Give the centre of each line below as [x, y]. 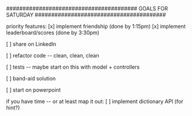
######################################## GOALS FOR [87, 9]
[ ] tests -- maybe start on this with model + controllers [73, 67]
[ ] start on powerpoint [33, 90]
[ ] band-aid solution [31, 78]
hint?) [13, 108]
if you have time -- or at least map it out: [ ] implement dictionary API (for [95, 101]
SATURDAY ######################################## [86, 15]
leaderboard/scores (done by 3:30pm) [53, 33]
